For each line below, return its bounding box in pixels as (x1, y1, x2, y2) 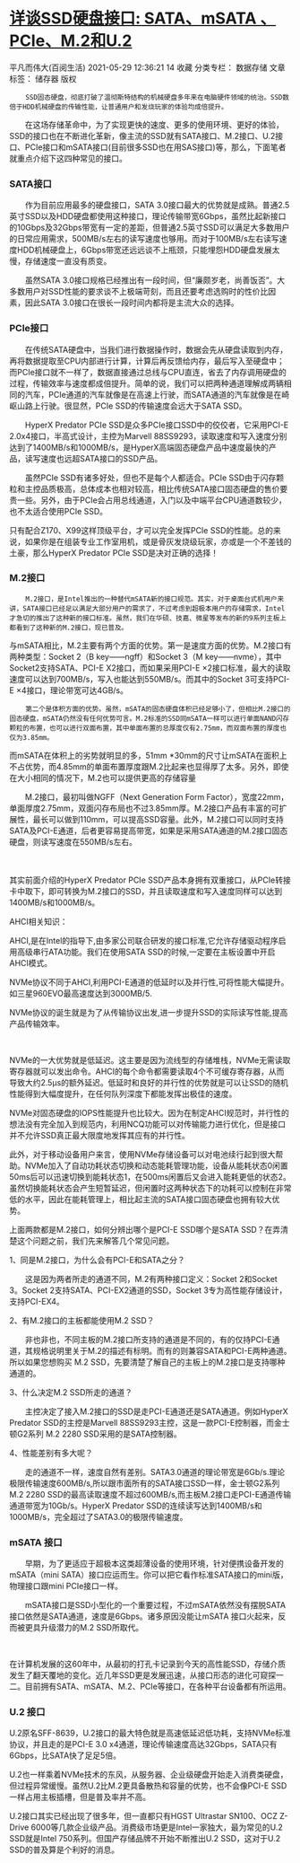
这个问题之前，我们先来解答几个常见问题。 (16, 1235, 175, 1246)
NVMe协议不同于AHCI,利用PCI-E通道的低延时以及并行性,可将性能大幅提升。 (9, 976, 289, 988)
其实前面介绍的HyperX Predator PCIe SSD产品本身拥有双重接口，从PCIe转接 (9, 874, 291, 885)
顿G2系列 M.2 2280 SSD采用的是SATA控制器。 (9, 1428, 182, 1439)
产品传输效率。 (9, 1018, 64, 1029)
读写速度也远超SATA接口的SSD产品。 (24, 453, 163, 463)
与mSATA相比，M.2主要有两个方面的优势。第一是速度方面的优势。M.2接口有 (9, 639, 292, 651)
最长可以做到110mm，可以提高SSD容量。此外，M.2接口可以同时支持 (32, 813, 285, 824)
